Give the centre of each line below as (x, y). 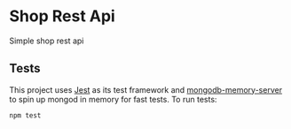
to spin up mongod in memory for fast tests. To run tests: (113, 99)
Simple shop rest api (47, 41)
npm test (25, 115)
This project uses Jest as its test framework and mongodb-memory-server (145, 89)
